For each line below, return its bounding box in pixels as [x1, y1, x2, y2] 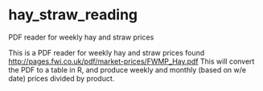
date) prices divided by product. [8, 73, 115, 83]
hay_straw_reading [8, 6, 138, 24]
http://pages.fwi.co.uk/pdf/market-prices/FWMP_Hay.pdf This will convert [8, 56, 255, 66]
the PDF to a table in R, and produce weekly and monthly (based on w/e [8, 64, 247, 74]
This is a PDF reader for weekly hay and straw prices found [8, 48, 205, 57]
